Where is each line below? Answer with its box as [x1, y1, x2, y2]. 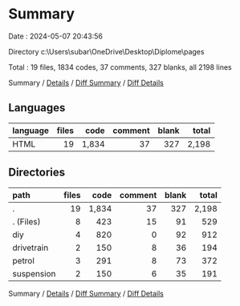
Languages [8, 101, 66, 115]
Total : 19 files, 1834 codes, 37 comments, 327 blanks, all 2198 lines [8, 62, 232, 72]
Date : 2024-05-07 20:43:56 [8, 31, 103, 41]
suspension [12, 268, 56, 279]
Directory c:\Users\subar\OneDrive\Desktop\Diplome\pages [8, 46, 205, 56]
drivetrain [12, 242, 49, 253]
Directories [8, 166, 66, 179]
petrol [12, 255, 35, 266]
